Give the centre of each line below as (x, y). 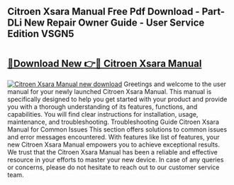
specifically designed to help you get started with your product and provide (117, 99)
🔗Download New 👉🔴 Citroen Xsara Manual (105, 63)
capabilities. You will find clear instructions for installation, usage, (103, 114)
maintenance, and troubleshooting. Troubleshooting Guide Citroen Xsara (113, 122)
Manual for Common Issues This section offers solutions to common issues (117, 129)
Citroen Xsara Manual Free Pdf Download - (104, 12)
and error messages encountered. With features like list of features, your (113, 137)
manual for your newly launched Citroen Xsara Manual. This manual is (110, 91)
